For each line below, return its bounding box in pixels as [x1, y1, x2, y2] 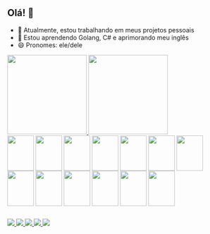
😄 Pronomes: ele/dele [17, 40, 83, 49]
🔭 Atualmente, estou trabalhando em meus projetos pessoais [17, 25, 195, 34]
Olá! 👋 [7, 7, 34, 19]
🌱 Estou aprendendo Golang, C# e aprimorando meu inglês [17, 33, 189, 42]
